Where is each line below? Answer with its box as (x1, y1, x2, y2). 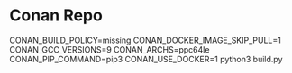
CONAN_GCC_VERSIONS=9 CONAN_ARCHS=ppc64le (9, 44, 210, 54)
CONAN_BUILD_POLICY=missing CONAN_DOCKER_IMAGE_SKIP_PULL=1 (9, 35, 281, 45)
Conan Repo (9, 5, 104, 26)
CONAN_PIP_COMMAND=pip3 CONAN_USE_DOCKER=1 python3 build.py (9, 53, 283, 64)
